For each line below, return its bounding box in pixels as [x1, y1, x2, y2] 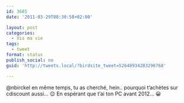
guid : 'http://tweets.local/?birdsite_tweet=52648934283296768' [6, 63, 166, 68]
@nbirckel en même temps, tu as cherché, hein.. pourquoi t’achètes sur [6, 84, 179, 91]
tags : [6, 41, 19, 47]
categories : [6, 30, 35, 36]
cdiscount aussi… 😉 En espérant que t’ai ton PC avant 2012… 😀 [6, 90, 161, 97]
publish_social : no [6, 57, 54, 63]
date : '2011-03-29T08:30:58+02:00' [6, 14, 93, 20]
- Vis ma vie [11, 36, 43, 42]
